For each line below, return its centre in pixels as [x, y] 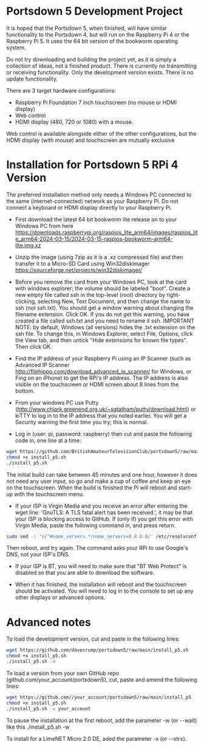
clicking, [25, 301]
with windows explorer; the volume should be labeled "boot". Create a [103, 288]
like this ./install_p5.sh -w [38, 727]
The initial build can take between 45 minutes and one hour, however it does [102, 474]
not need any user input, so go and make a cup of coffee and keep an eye [99, 481]
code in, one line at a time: [48, 440]
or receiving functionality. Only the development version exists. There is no [100, 72]
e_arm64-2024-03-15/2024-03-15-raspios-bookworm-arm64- [94, 238]
